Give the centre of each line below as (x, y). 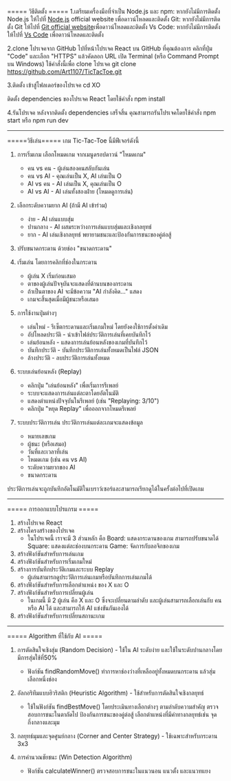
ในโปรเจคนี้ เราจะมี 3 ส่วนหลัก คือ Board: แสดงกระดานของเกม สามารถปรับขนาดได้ (123, 538)
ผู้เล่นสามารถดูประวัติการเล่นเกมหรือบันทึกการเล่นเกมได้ (90, 577)
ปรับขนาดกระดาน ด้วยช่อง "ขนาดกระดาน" (64, 248)
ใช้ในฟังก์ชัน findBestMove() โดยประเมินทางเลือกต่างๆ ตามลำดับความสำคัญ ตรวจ (123, 707)
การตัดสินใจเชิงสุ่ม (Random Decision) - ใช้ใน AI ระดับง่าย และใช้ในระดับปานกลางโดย (119, 650)
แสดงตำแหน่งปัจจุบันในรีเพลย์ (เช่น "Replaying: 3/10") (93, 401)
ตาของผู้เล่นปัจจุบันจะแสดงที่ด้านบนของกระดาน (80, 284)
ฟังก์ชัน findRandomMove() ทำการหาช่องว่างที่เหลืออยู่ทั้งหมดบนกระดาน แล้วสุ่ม (121, 671)
